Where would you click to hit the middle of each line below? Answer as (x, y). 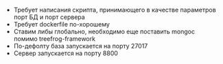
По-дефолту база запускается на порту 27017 (81, 46)
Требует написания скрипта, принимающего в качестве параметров (115, 10)
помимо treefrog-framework (55, 39)
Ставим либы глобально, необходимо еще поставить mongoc (104, 31)
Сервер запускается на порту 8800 (66, 53)
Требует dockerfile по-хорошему (61, 24)
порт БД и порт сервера (49, 17)
